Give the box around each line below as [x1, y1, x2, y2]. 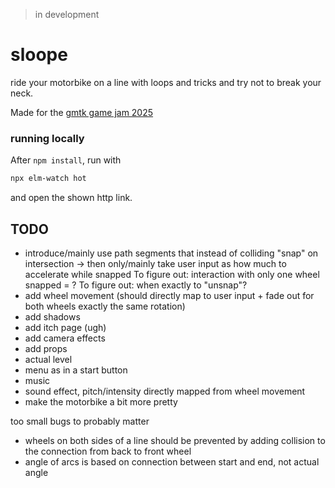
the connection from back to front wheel [24, 445, 192, 457]
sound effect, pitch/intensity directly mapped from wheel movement [24, 385, 306, 397]
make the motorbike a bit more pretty [24, 395, 178, 408]
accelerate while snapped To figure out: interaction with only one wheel [24, 268, 320, 280]
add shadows [24, 310, 81, 323]
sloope [10, 44, 68, 66]
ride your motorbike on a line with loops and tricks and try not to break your [10, 76, 322, 88]
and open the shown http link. [10, 192, 133, 204]
